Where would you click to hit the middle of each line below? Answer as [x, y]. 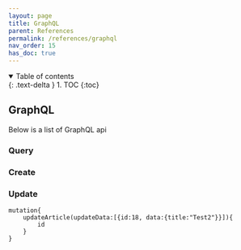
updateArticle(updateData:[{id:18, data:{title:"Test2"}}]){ [128, 217]
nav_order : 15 [32, 46]
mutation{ [25, 210]
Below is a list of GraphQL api [57, 129]
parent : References [41, 31]
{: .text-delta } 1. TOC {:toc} [54, 85]
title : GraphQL [34, 23]
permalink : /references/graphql [63, 38]
